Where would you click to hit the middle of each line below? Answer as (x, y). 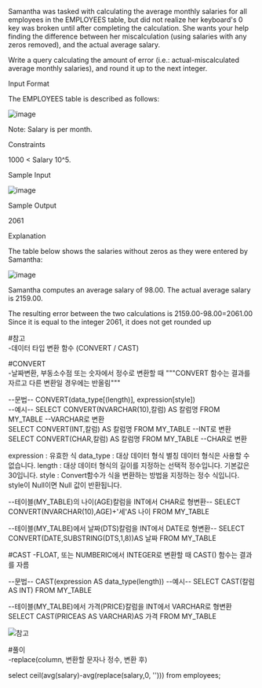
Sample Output (33, 205)
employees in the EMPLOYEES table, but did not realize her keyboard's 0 (126, 20)
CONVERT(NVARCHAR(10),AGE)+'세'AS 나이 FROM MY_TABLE (109, 511)
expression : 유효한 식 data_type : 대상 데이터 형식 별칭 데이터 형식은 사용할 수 (129, 456)
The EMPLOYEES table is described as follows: (84, 99)
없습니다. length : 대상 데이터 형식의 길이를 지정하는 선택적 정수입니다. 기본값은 (129, 465)
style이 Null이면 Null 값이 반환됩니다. (65, 485)
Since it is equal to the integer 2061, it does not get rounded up (110, 322)
